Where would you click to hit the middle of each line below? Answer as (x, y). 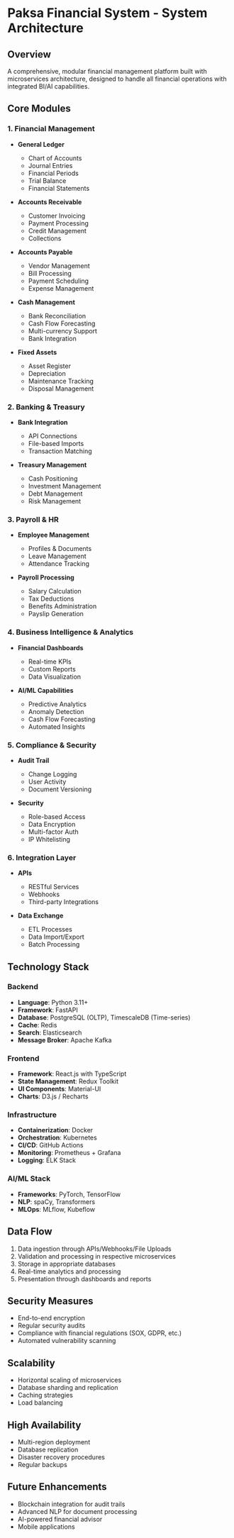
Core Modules (39, 109)
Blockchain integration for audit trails (71, 1504)
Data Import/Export (56, 937)
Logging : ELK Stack (47, 1160)
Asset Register (49, 366)
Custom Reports (52, 669)
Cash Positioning (53, 478)
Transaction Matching (60, 451)
